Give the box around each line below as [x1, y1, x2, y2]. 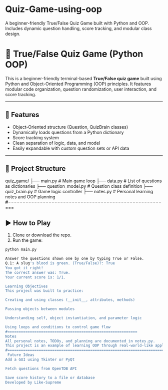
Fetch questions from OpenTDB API [5, 366, 77, 371]
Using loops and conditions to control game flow [5, 324, 111, 329]
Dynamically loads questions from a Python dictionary [12, 129, 124, 135]
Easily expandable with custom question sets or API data [12, 145, 129, 151]
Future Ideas [7, 352, 35, 357]
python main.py [5, 247, 37, 252]
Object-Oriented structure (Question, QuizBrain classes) [12, 124, 128, 130]
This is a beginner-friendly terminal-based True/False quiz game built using [5, 75, 162, 81]
